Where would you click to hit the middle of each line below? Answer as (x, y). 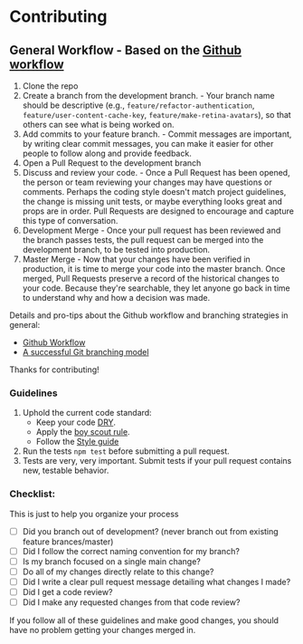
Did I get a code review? (67, 591)
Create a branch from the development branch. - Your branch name (148, 96)
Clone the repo (50, 86)
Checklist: (33, 494)
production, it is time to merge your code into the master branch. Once (154, 269)
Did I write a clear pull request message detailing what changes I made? (156, 582)
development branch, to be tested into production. (116, 250)
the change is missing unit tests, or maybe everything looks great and (152, 202)
